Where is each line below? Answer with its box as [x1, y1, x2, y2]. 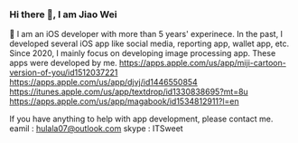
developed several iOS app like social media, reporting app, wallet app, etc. [9, 38, 290, 49]
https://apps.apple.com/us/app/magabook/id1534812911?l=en [9, 96, 239, 107]
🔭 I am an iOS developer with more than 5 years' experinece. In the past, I [9, 29, 283, 40]
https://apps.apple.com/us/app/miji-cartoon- [118, 58, 286, 69]
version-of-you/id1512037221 [9, 67, 118, 78]
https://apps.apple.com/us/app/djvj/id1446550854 [9, 77, 199, 88]
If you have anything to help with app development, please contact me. [9, 113, 274, 125]
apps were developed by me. [9, 58, 117, 69]
